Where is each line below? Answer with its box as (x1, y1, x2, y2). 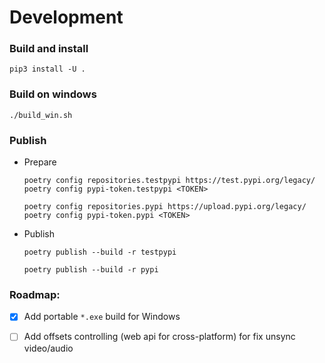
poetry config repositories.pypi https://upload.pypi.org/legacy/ (23, 202, 307, 212)
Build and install (9, 42, 89, 56)
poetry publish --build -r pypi (23, 265, 159, 275)
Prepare (23, 156, 57, 168)
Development (9, 6, 124, 29)
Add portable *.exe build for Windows (23, 311, 181, 323)
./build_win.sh (9, 110, 73, 120)
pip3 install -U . (9, 64, 86, 75)
